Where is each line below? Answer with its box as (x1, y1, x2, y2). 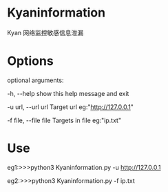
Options (7, 53, 54, 69)
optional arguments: (7, 76, 64, 84)
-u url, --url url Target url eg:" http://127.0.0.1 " (7, 102, 134, 111)
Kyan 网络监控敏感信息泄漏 (7, 28, 84, 37)
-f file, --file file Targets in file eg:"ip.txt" (7, 116, 122, 124)
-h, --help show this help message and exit (7, 89, 129, 97)
